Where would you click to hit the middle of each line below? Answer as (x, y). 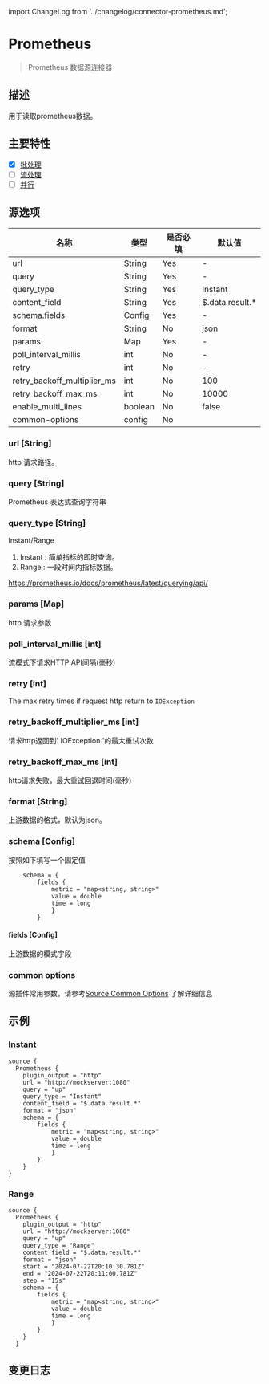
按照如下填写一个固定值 (47, 860)
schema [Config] (42, 841)
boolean (139, 406)
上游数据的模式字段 (40, 954)
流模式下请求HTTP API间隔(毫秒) (62, 662)
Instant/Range (31, 540)
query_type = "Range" (58, 1246)
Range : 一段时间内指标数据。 (68, 567)
